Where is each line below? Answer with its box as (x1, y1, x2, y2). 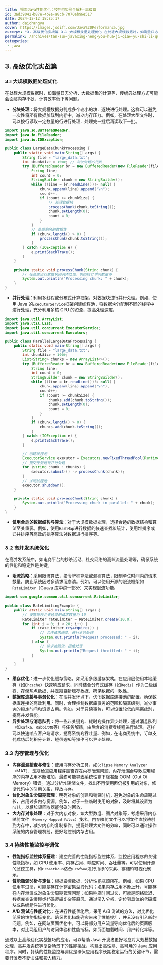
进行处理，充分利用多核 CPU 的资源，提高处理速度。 (12, 307, 117, 313)
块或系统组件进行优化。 (12, 902, 59, 908)
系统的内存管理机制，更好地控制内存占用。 (12, 828, 98, 834)
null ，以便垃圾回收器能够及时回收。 (12, 804, 85, 810)
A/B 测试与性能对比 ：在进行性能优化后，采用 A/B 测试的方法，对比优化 (12, 908, 154, 914)
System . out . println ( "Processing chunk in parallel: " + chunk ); (22, 500, 155, 506)
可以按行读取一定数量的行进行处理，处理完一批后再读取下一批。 (12, 118, 140, 124)
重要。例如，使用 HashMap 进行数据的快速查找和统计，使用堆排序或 (25, 525, 155, 531)
